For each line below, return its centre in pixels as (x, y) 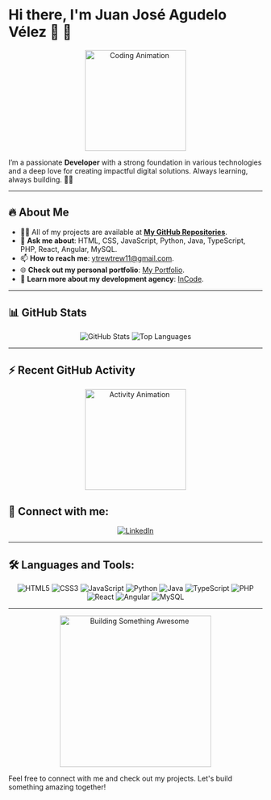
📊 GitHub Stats (48, 313)
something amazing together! (57, 787)
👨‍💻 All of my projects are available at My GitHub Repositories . (124, 232)
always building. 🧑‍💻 (41, 179)
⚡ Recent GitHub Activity (72, 370)
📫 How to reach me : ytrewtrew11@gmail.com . (97, 258)
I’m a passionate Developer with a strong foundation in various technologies (135, 162)
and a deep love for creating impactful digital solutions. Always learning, (128, 170)
